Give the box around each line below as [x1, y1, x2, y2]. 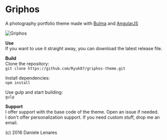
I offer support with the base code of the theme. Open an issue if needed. [5, 109, 159, 115]
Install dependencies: [5, 75, 50, 81]
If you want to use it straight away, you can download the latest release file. [5, 45, 162, 51]
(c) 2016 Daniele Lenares [5, 129, 57, 135]
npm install [5, 80, 30, 85]
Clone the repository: [5, 60, 50, 66]
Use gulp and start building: [5, 89, 63, 95]
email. [5, 119, 18, 125]
